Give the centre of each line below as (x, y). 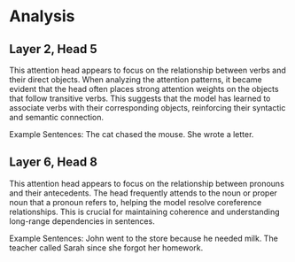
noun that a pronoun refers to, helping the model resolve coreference (136, 202)
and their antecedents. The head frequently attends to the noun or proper (143, 193)
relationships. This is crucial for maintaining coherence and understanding (145, 212)
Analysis (42, 16)
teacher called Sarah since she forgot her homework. (106, 247)
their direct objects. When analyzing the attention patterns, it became (136, 80)
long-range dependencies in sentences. (82, 221)
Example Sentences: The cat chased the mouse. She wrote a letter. (132, 134)
